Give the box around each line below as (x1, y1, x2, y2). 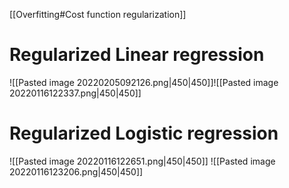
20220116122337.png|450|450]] (9, 87, 142, 99)
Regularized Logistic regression (9, 122, 279, 145)
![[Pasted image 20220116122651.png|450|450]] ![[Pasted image (9, 155, 276, 167)
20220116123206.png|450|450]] (9, 165, 144, 178)
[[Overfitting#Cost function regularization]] (9, 9, 187, 20)
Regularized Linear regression (9, 44, 265, 66)
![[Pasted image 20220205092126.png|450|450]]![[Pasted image (9, 76, 279, 88)
